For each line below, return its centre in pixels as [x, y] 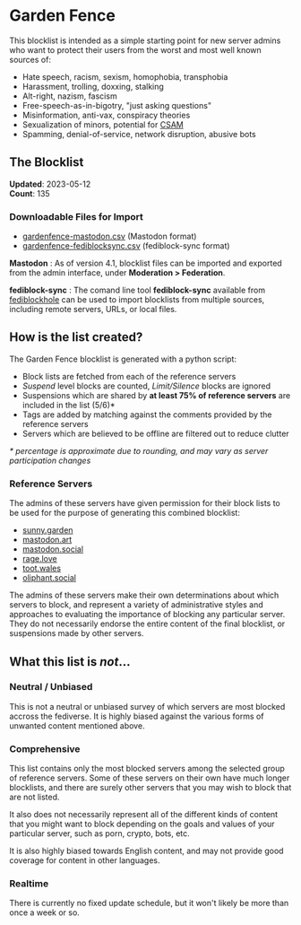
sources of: [30, 59]
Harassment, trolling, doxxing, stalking [93, 86]
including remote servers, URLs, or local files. [93, 310]
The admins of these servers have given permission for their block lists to [145, 503]
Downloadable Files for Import [76, 216]
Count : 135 [30, 193]
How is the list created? [76, 337]
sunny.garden [47, 530]
